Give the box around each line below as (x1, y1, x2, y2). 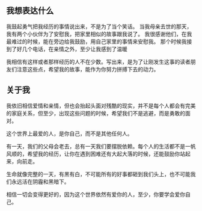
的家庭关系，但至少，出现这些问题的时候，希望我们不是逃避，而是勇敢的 (6, 109, 185, 117)
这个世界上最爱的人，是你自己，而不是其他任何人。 (6, 130, 133, 137)
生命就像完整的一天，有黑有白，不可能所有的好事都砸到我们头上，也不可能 (6, 170, 191, 177)
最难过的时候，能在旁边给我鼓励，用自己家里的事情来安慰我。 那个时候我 (6, 38, 187, 45)
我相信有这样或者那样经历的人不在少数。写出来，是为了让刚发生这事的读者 (6, 58, 191, 65)
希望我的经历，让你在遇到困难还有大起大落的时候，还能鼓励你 (26, 150, 180, 157)
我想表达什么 (6, 5, 54, 16)
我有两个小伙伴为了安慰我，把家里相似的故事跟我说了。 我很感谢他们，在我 (6, 30, 192, 37)
